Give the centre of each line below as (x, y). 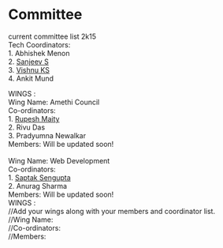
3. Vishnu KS (29, 70)
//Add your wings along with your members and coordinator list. (111, 211)
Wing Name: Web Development (59, 160)
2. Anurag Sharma (38, 186)
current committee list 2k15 (52, 36)
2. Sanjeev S (28, 62)
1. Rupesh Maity (34, 118)
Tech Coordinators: (39, 44)
